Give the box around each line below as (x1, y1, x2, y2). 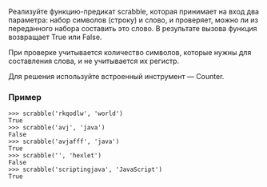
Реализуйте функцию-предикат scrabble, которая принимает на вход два (8, 7, 260, 16)
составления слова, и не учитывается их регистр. (8, 56, 180, 66)
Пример (8, 91, 42, 102)
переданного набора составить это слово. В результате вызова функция (8, 24, 257, 33)
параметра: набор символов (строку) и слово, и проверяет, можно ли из (8, 15, 258, 25)
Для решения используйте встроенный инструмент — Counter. (8, 72, 225, 81)
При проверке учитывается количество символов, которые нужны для (8, 48, 252, 57)
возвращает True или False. (8, 32, 102, 42)
